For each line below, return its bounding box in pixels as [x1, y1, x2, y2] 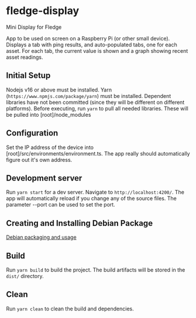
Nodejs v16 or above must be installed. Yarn [6, 86, 112, 93]
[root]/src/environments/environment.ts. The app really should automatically [6, 150, 190, 157]
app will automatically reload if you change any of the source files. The [6, 195, 177, 202]
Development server [6, 173, 82, 183]
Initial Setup [6, 70, 51, 80]
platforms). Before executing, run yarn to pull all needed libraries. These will [6, 104, 188, 112]
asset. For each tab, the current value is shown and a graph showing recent [6, 47, 188, 54]
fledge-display [6, 4, 80, 18]
